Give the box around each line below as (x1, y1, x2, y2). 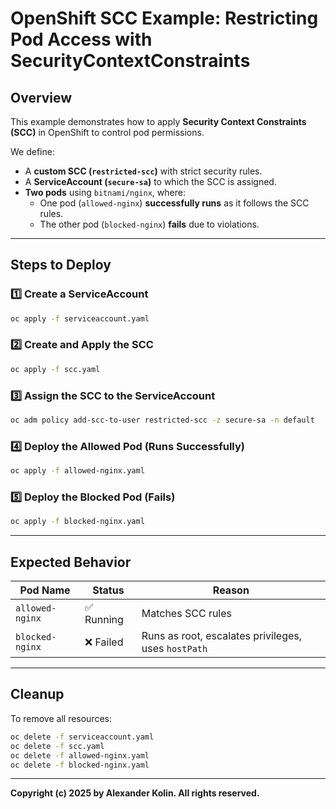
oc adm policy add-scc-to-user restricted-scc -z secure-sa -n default (10, 415, 315, 426)
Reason (212, 583, 250, 597)
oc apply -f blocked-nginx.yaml (10, 517, 145, 527)
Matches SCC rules (141, 607, 233, 621)
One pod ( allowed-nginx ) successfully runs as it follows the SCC (39, 197, 310, 209)
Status (92, 583, 125, 597)
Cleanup (10, 686, 65, 703)
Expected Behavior (10, 553, 132, 571)
